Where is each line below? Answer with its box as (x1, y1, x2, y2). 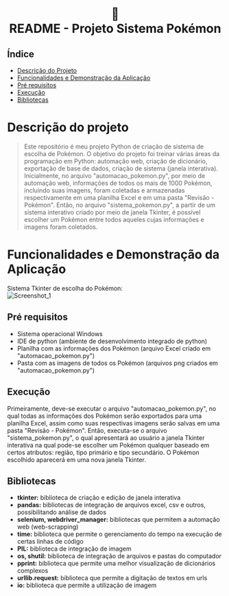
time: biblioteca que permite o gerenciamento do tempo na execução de (16, 530, 222, 538)
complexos (16, 566, 49, 575)
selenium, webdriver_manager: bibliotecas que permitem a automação (16, 516, 221, 524)
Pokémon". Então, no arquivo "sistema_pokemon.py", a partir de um (23, 201, 216, 209)
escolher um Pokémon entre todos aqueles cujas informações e (23, 215, 204, 223)
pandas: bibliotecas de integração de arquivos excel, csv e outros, (16, 501, 206, 509)
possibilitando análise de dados (16, 508, 107, 516)
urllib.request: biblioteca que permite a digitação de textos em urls (16, 574, 208, 582)
